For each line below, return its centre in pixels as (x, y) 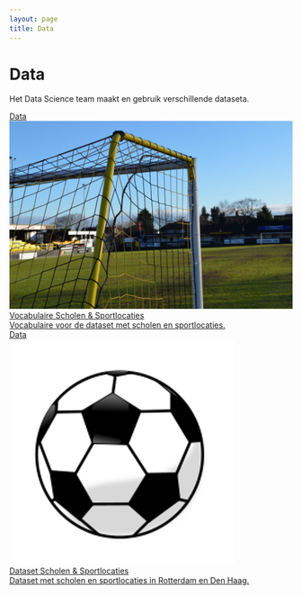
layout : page (34, 19)
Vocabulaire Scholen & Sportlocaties (77, 316)
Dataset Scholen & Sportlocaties (69, 571)
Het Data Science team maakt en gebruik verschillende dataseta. (129, 99)
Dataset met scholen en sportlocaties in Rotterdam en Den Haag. (129, 581)
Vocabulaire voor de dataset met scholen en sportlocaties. (118, 325)
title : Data (31, 28)
